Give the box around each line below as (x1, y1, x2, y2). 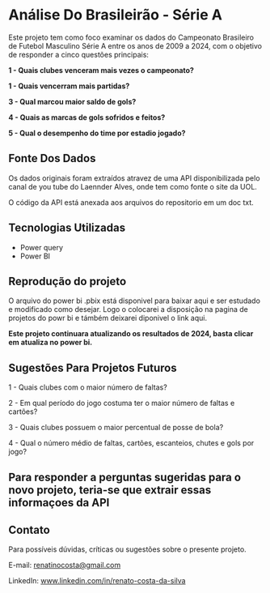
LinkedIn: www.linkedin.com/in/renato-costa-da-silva (8, 576, 186, 586)
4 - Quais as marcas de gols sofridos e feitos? (8, 112, 166, 122)
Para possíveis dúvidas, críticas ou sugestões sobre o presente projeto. (8, 544, 247, 554)
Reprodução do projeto (8, 274, 127, 288)
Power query (19, 242, 63, 252)
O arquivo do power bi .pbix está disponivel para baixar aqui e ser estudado (8, 296, 261, 305)
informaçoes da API (8, 496, 110, 510)
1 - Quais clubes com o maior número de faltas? (8, 382, 167, 392)
